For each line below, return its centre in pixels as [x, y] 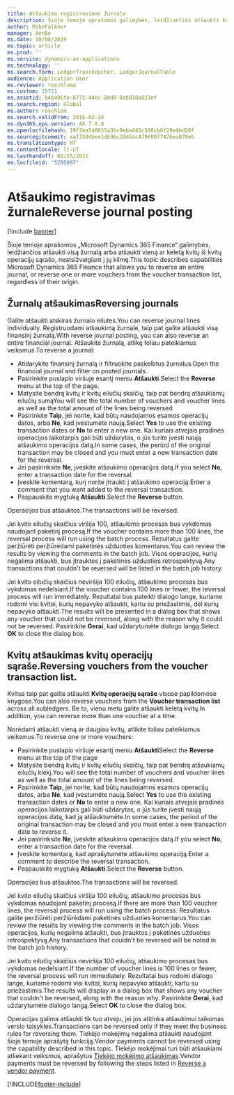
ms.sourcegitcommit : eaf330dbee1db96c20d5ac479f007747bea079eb [101, 137]
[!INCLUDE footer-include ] [44, 1085]
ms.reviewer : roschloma [42, 85]
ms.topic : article [34, 46]
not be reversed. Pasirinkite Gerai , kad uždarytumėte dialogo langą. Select [113, 626]
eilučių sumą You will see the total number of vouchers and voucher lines [121, 401]
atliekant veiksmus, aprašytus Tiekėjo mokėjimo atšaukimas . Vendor [104, 1056]
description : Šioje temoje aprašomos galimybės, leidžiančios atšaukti [113, 20]
